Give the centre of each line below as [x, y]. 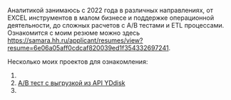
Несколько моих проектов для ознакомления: [78, 62]
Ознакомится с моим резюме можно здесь [74, 33]
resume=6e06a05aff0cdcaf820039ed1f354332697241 [88, 48]
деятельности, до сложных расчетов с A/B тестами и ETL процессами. [116, 25]
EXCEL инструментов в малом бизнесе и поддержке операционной [111, 18]
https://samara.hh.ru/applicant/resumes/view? [75, 40]
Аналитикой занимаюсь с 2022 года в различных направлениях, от [111, 10]
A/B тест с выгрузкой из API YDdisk [72, 83]
